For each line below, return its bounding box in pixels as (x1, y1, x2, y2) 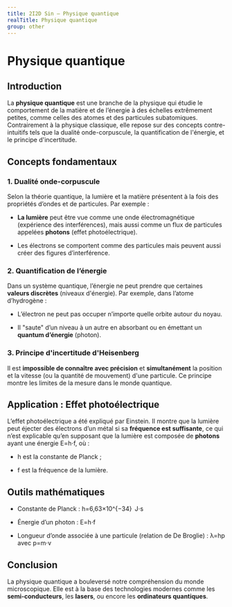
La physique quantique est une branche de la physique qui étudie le (7, 99, 203, 108)
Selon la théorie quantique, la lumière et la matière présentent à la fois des (7, 192, 219, 201)
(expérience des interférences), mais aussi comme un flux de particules (17, 221, 223, 229)
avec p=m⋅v (17, 539, 52, 547)
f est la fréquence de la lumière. (17, 466, 109, 475)
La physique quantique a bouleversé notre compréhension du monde (7, 577, 204, 586)
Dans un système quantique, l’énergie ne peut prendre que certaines (7, 282, 203, 290)
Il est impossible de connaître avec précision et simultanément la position (7, 364, 222, 372)
